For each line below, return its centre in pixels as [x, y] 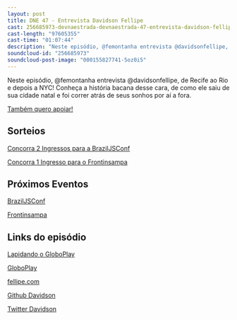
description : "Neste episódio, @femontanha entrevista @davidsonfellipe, [118, 47]
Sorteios [26, 131]
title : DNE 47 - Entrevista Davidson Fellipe [75, 21]
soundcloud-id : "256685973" [49, 54]
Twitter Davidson [32, 309]
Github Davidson [32, 295]
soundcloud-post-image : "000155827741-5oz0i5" [77, 60]
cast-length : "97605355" [44, 34]
